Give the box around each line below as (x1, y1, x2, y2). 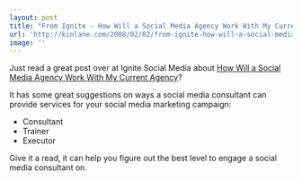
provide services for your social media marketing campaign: (9, 99, 232, 110)
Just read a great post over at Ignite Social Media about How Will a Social (9, 63, 281, 73)
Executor (22, 135, 57, 146)
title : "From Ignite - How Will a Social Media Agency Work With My (9, 21, 271, 30)
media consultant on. (9, 162, 88, 173)
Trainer (22, 126, 49, 137)
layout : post (9, 13, 58, 22)
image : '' (9, 38, 47, 47)
